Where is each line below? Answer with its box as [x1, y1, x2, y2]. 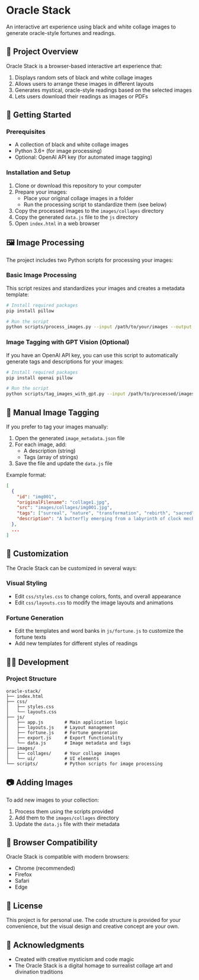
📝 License [6, 901, 43, 911]
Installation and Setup [6, 168, 71, 177]
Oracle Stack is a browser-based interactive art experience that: [6, 62, 163, 69]
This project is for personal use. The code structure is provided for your [6, 917, 181, 924]
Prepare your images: [14, 188, 68, 196]
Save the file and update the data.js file [14, 460, 113, 467]
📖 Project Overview [6, 47, 79, 57]
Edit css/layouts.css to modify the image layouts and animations [14, 599, 174, 606]
